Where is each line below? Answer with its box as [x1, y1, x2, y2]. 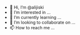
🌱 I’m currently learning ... [9, 15, 62, 20]
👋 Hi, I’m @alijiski [9, 5, 44, 10]
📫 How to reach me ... [9, 25, 55, 30]
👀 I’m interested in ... [9, 9, 51, 15]
